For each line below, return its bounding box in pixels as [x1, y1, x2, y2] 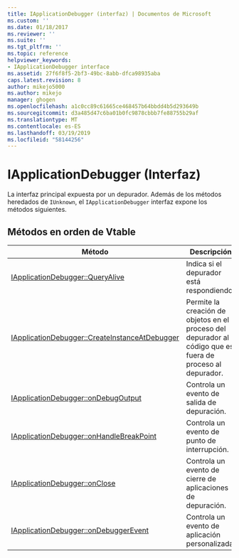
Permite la [186, 297, 221, 306]
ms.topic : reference [7, 50, 69, 58]
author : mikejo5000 [7, 83, 65, 90]
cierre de [186, 474, 217, 483]
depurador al [186, 333, 230, 342]
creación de [186, 306, 226, 316]
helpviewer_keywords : [7, 57, 72, 64]
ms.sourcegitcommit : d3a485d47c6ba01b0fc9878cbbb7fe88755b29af [7, 109, 199, 117]
